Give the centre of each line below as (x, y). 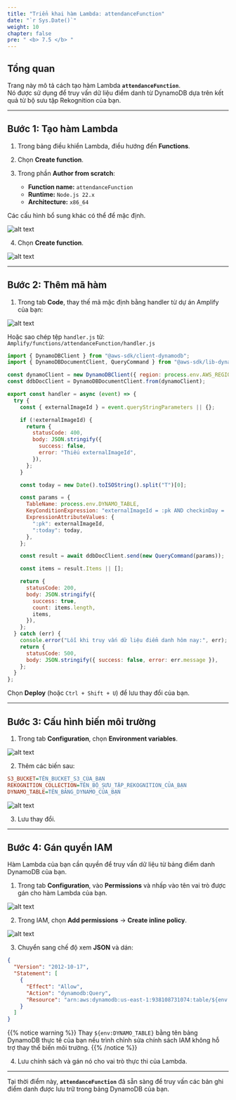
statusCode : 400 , (58, 433)
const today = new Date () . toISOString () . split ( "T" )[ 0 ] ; (104, 485)
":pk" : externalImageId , (69, 524)
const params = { (45, 498)
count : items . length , (64, 608)
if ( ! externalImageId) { (56, 420)
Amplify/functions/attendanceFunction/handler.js (81, 343)
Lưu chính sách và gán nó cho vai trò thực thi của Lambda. (102, 1061)
